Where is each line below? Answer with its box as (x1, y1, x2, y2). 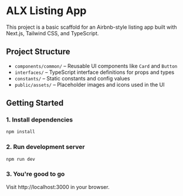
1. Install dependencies (6, 116, 73, 124)
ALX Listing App (6, 4, 87, 18)
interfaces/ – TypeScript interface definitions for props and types (14, 69, 175, 76)
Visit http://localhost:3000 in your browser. (6, 183, 110, 190)
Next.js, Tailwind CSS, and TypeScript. (6, 29, 99, 36)
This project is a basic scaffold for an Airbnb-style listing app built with (6, 23, 177, 31)
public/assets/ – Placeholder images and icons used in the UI (14, 81, 165, 88)
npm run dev (6, 156, 35, 162)
